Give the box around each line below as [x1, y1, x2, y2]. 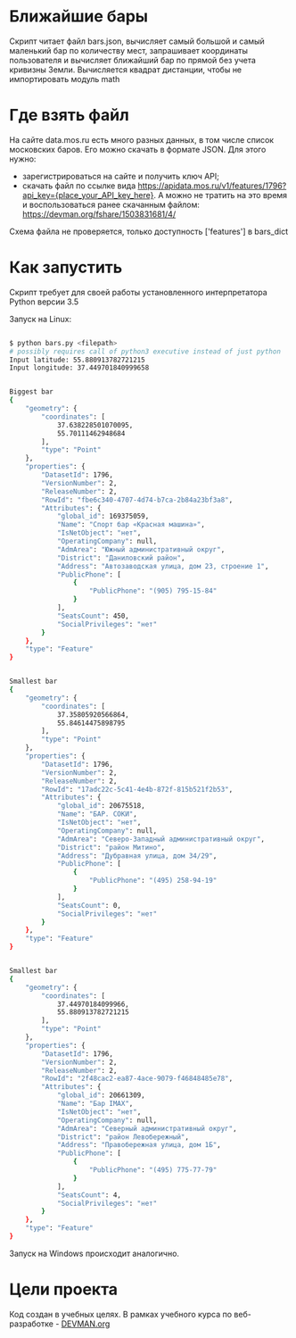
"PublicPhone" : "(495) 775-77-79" [88, 1166, 218, 1175]
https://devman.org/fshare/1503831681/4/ [21, 208, 177, 220]
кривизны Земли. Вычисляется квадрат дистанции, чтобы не [9, 64, 243, 75]
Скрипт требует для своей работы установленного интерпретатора [9, 287, 267, 297]
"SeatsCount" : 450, [56, 611, 129, 620]
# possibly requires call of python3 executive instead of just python [9, 346, 281, 356]
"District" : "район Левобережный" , [56, 1132, 190, 1142]
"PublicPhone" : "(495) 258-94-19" [88, 877, 218, 885]
